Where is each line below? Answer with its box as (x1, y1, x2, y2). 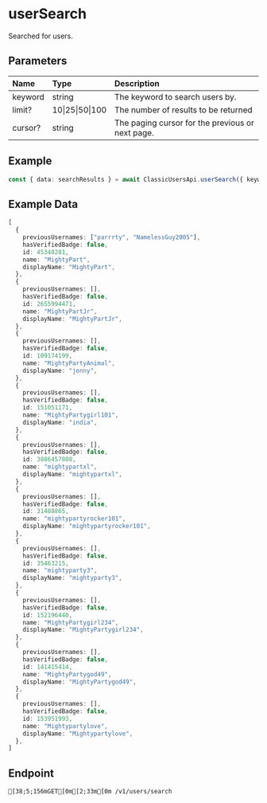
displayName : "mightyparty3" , (22, 574, 123, 582)
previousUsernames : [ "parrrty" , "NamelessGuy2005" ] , (22, 233, 201, 241)
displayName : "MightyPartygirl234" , (22, 626, 145, 634)
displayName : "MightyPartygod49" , (22, 678, 137, 686)
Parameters (8, 54, 68, 68)
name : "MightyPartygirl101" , (22, 411, 119, 419)
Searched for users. (8, 31, 74, 41)
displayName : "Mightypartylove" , (22, 730, 133, 738)
